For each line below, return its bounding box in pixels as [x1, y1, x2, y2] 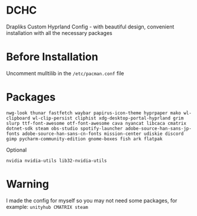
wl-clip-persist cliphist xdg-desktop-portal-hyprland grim [32, 115, 184, 121]
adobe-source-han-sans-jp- [125, 125, 192, 131]
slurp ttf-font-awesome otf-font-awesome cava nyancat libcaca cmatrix [6, 120, 186, 126]
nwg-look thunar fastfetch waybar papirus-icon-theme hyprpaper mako [6, 110, 182, 116]
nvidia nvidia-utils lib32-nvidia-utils [6, 157, 108, 163]
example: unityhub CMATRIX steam [6, 203, 89, 210]
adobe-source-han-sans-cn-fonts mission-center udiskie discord [21, 131, 184, 137]
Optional [6, 146, 27, 153]
